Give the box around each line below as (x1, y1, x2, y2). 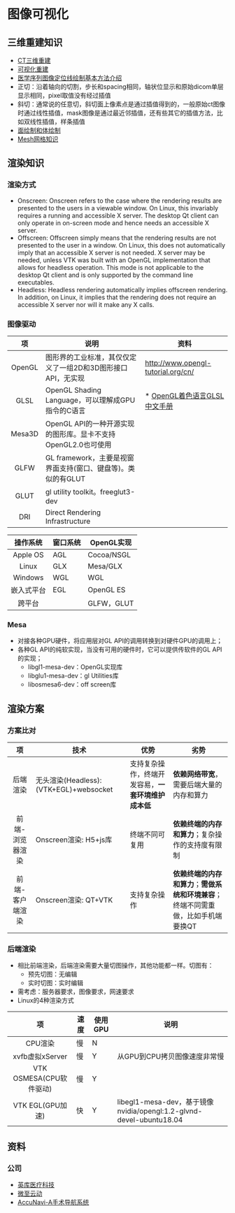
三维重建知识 (7, 36, 63, 48)
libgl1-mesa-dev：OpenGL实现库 (27, 663, 123, 671)
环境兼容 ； (186, 889, 222, 899)
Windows (13, 573, 44, 582)
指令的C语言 (45, 405, 86, 415)
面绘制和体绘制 (17, 127, 61, 134)
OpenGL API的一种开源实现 (45, 419, 135, 429)
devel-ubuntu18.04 (117, 1115, 183, 1125)
